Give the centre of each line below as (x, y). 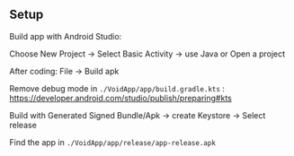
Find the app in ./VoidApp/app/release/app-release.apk (112, 142)
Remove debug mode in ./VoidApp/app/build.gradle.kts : (117, 88)
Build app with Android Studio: (66, 36)
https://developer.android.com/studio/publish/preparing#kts (120, 98)
